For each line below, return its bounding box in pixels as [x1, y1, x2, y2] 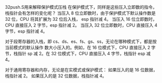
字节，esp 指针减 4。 [5, 28, 48, 34]
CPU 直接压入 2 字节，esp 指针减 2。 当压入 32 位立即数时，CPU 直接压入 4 [5, 22, 158, 28]
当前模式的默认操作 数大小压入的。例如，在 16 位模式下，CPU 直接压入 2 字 [5, 45, 156, 50]
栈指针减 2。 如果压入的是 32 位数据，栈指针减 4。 [5, 73, 107, 79]
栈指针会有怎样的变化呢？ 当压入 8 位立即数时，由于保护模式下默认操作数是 [5, 10, 156, 16]
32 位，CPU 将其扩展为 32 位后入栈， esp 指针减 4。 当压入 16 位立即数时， [5, 16, 157, 22]
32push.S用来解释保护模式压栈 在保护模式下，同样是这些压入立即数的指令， [5, 4, 157, 10]
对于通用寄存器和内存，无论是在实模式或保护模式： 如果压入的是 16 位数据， [5, 67, 158, 72]
